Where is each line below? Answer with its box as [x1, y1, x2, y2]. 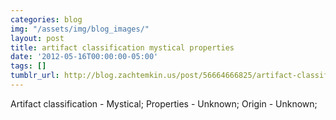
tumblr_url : [10, 71, 60, 81]
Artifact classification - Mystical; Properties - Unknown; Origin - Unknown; [10, 97, 318, 110]
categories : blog [10, 14, 83, 25]
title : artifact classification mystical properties [10, 42, 235, 53]
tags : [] [10, 61, 47, 71]
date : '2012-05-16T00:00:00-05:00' [10, 52, 159, 62]
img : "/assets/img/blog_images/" [10, 24, 150, 34]
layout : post [10, 33, 65, 43]
